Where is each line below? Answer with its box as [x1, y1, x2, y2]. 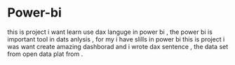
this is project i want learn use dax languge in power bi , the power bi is [7, 28, 213, 36]
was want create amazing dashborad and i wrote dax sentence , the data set [7, 42, 229, 50]
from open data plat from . [7, 50, 83, 58]
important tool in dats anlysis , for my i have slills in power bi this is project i [7, 35, 225, 43]
